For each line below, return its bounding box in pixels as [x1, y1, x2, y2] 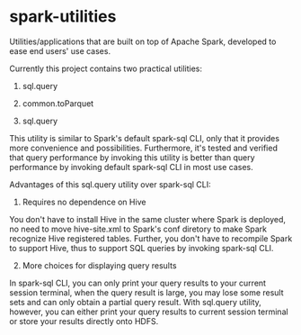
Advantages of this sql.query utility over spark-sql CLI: [9, 178, 211, 190]
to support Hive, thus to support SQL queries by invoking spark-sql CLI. [9, 242, 274, 253]
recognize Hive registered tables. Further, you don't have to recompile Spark [9, 232, 293, 244]
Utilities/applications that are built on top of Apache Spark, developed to [9, 36, 277, 47]
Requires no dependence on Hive [22, 196, 146, 207]
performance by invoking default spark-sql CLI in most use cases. [9, 161, 253, 172]
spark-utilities [9, 6, 117, 27]
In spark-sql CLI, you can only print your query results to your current [9, 277, 267, 288]
